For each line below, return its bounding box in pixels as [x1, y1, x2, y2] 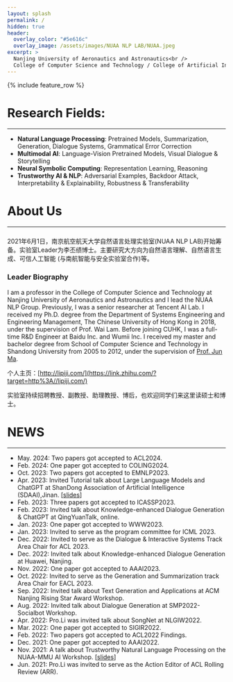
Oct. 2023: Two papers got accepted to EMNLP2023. [17, 468, 170, 477]
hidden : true [7, 23, 45, 30]
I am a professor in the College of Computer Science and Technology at [7, 288, 212, 296]
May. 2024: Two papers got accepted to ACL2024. [17, 454, 163, 462]
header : [7, 29, 30, 37]
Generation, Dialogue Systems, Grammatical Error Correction [17, 142, 192, 150]
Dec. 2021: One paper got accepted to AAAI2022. [17, 638, 159, 646]
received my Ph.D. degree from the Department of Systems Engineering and [7, 310, 225, 318]
